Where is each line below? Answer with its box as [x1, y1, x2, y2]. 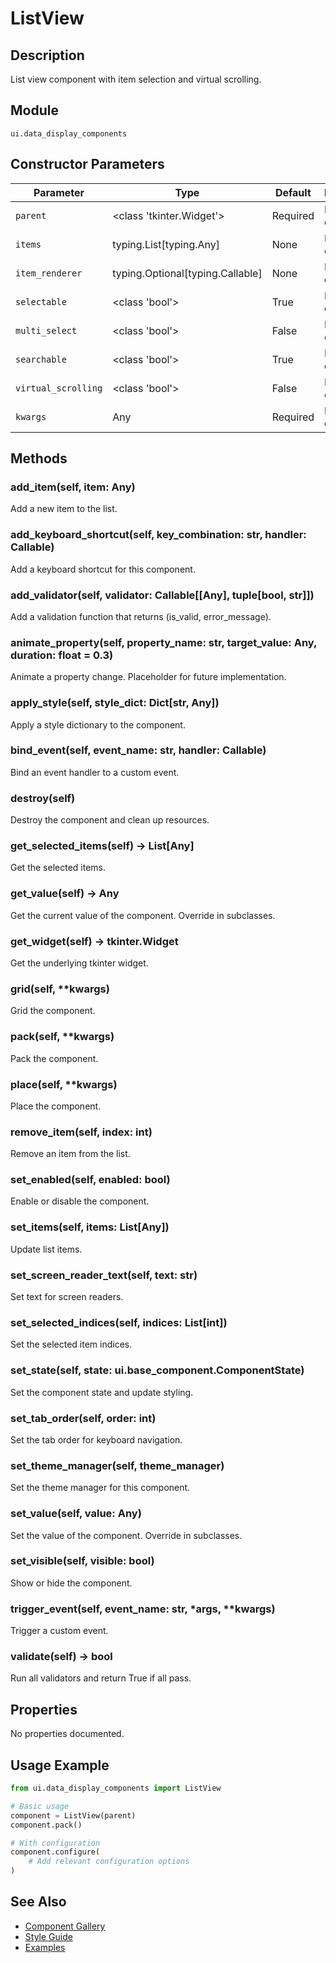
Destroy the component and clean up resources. [10, 814, 210, 826]
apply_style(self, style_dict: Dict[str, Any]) [10, 696, 220, 710]
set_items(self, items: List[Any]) [10, 1220, 170, 1234]
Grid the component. [10, 1005, 96, 1017]
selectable [15, 296, 67, 307]
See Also [10, 1893, 67, 1911]
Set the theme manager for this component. [10, 1482, 191, 1494]
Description [10, 47, 85, 64]
